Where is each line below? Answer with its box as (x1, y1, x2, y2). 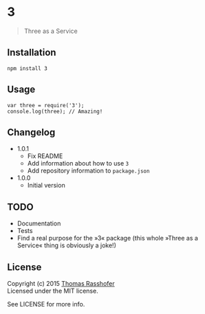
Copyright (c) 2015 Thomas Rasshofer (7, 280, 115, 287)
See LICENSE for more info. (7, 300, 85, 308)
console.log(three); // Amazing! (7, 108, 103, 115)
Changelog (7, 126, 56, 138)
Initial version (27, 181, 65, 190)
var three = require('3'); (7, 102, 85, 109)
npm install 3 (7, 65, 48, 72)
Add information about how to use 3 (27, 159, 129, 168)
